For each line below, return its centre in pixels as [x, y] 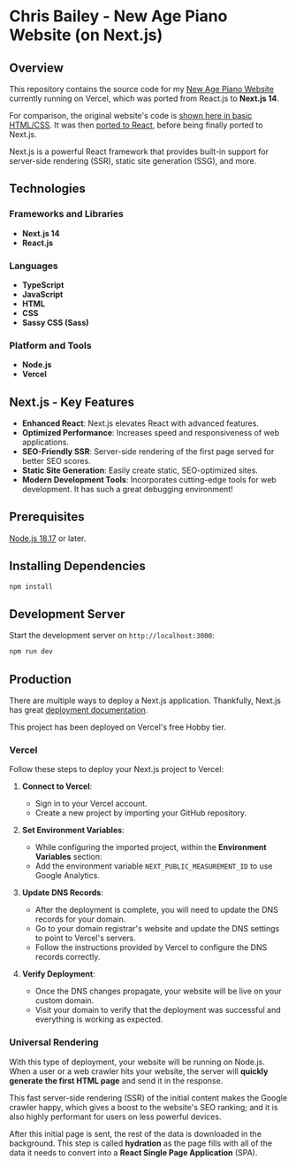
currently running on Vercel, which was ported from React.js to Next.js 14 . [144, 98]
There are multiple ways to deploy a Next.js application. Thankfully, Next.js [145, 700]
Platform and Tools [50, 345]
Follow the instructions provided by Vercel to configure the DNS [151, 947]
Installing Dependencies [77, 566]
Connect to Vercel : [57, 786]
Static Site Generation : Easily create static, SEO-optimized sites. [140, 470]
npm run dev [31, 652]
